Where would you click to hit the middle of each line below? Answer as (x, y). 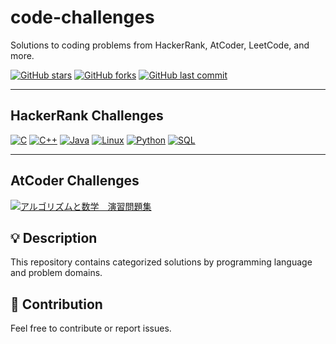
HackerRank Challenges (87, 116)
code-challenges (82, 17)
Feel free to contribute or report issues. (91, 328)
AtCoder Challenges (75, 181)
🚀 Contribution (56, 304)
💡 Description (54, 237)
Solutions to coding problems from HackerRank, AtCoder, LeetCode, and (160, 45)
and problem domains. (56, 273)
